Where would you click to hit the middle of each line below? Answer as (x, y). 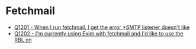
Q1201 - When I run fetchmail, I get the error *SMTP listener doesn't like (102, 27)
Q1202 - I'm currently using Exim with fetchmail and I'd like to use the (99, 33)
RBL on (23, 40)
